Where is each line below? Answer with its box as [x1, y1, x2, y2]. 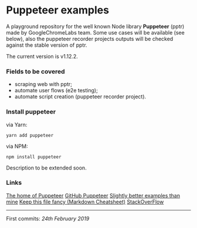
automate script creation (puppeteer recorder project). [14, 93, 147, 100]
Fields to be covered [6, 67, 66, 75]
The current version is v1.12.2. [6, 53, 78, 60]
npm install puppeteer [6, 154, 62, 160]
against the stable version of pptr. [6, 42, 87, 49]
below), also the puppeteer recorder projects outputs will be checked [6, 35, 174, 42]
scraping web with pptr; [14, 81, 72, 88]
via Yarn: [6, 121, 28, 128]
